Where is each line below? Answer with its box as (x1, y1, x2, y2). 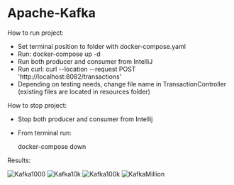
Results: (7, 156, 31, 164)
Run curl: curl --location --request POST (17, 65, 136, 73)
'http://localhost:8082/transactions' (17, 72, 122, 81)
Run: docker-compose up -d (17, 50, 101, 58)
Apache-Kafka (7, 5, 96, 21)
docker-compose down (17, 142, 87, 150)
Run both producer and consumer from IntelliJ (17, 57, 153, 65)
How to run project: (7, 28, 64, 37)
